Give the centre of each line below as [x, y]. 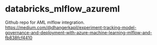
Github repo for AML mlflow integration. [45, 22]
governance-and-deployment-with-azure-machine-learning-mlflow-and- [78, 32]
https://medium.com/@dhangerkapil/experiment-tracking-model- [71, 27]
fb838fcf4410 [19, 38]
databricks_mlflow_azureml [63, 9]
